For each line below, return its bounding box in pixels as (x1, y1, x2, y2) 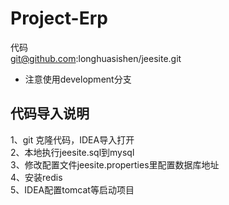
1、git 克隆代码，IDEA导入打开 (10, 133, 135, 146)
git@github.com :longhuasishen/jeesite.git (10, 52, 182, 64)
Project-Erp (10, 7, 108, 30)
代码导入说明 (10, 105, 90, 122)
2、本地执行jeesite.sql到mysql (10, 146, 135, 158)
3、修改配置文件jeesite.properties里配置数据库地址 (10, 158, 220, 171)
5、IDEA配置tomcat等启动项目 (10, 183, 135, 196)
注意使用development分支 (24, 73, 132, 85)
